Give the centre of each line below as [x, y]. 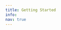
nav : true [16, 19]
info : [11, 15]
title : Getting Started [31, 10]
